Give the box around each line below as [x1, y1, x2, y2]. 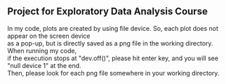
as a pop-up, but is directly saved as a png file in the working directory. [7, 38, 213, 48]
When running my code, [7, 46, 77, 55]
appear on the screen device [7, 31, 91, 40]
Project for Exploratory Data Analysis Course [7, 6, 208, 17]
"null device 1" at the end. [7, 61, 82, 69]
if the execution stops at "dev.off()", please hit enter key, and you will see [7, 54, 219, 62]
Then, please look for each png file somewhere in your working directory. [7, 69, 220, 77]
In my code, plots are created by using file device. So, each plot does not [7, 24, 219, 32]
